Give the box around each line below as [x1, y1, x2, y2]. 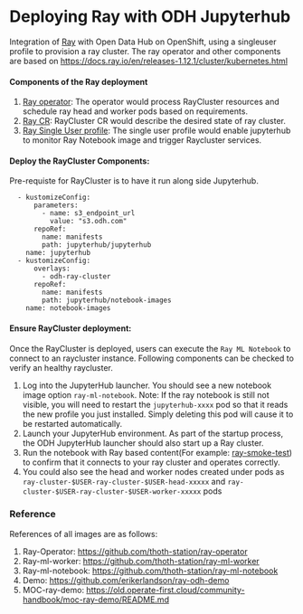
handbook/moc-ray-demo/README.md [22, 594, 170, 605]
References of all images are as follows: [9, 528, 158, 539]
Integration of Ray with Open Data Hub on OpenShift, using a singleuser [9, 36, 277, 47]
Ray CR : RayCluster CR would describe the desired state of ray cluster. [22, 116, 287, 127]
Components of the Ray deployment [9, 76, 148, 87]
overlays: [33, 264, 71, 273]
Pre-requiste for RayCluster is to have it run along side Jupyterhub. [9, 175, 260, 186]
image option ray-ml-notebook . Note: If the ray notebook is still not [22, 389, 270, 400]
